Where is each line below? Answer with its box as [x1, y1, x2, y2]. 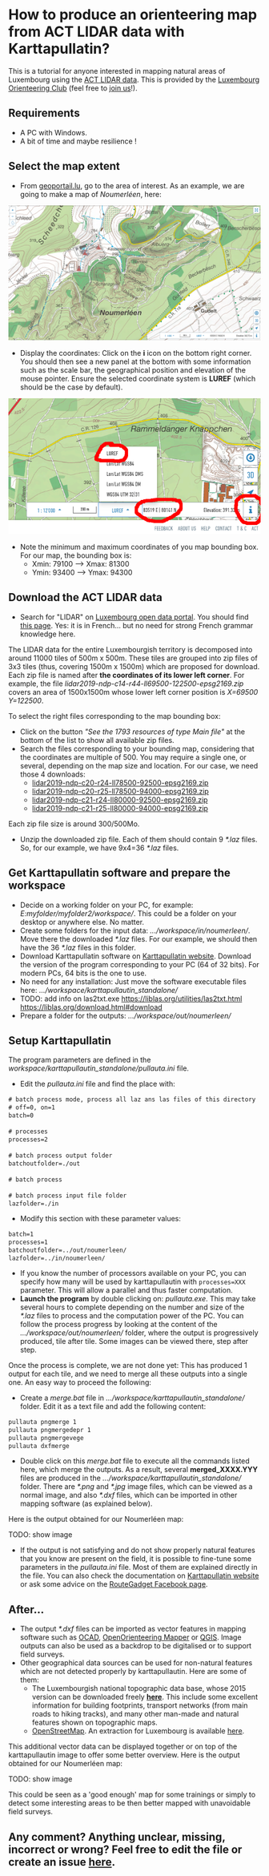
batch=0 [8, 1111, 34, 1120]
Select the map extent [8, 159, 120, 173]
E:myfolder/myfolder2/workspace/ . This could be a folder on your [19, 908, 237, 918]
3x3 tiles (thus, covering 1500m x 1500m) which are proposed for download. [8, 661, 260, 671]
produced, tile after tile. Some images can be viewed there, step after [19, 1337, 249, 1346]
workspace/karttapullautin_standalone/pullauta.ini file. [8, 1063, 190, 1073]
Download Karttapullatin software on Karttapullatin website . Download [19, 951, 252, 961]
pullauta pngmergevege [8, 1434, 84, 1442]
